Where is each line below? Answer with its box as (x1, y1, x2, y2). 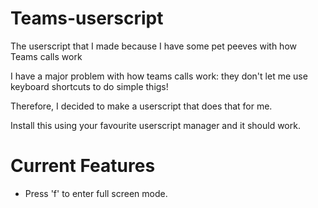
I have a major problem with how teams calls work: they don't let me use (10, 70, 308, 82)
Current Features (10, 155, 156, 177)
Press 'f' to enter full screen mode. (24, 187, 168, 199)
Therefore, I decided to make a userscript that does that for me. (10, 100, 273, 112)
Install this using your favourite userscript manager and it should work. (10, 119, 301, 131)
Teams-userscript (10, 7, 164, 30)
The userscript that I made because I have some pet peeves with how (10, 40, 297, 52)
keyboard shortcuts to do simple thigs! (10, 80, 169, 92)
